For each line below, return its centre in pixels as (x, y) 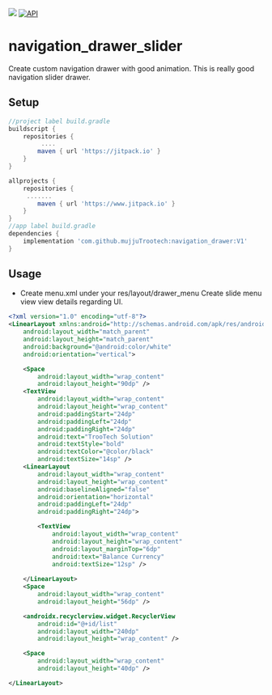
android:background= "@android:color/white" (98, 347)
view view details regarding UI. (71, 302)
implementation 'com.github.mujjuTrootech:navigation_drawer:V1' (136, 241)
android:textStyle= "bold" (81, 444)
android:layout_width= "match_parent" (87, 332)
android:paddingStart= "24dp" (87, 414)
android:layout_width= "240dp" (88, 631)
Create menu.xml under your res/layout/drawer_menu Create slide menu (141, 293)
